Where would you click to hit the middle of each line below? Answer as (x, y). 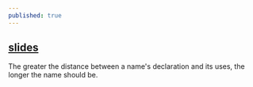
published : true (35, 15)
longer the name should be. (53, 75)
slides (23, 48)
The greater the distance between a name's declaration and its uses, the (126, 66)
